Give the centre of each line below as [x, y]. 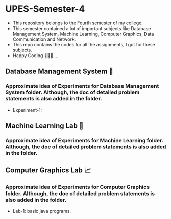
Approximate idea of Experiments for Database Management [82, 86]
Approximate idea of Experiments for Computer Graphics [77, 187]
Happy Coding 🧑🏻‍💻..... [36, 55]
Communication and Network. [44, 39]
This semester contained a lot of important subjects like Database [82, 28]
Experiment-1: [27, 109]
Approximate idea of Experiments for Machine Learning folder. [84, 140]
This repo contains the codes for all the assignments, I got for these [84, 44]
